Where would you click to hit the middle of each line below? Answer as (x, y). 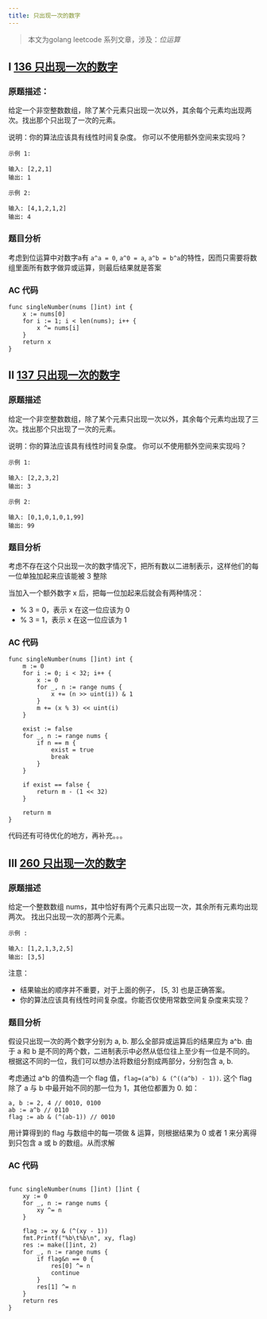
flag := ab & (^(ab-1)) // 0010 (62, 1117)
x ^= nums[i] (58, 328)
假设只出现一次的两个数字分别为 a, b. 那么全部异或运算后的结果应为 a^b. (126, 1042)
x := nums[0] (44, 314)
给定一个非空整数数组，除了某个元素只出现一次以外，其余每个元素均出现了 (130, 418)
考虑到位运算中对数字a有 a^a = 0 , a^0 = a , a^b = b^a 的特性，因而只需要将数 (133, 257)
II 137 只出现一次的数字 (64, 375)
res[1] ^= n (57, 1287)
